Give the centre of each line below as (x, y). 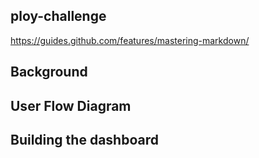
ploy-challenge (58, 16)
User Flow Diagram (71, 105)
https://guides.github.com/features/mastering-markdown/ (130, 40)
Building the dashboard (84, 139)
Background (49, 72)
